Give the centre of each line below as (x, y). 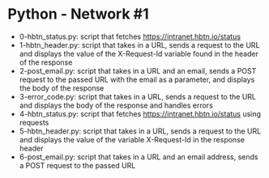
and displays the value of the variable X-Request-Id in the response (132, 139)
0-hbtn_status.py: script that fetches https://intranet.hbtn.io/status (130, 36)
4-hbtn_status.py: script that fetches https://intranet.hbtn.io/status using (140, 113)
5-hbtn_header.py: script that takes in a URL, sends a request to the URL (140, 131)
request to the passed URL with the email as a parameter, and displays (137, 79)
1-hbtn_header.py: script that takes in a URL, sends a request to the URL (139, 44)
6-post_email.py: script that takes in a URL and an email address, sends (139, 157)
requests (34, 122)
